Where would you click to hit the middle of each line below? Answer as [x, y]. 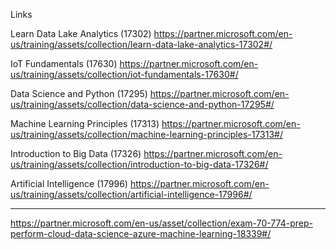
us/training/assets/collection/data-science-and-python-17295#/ [142, 104]
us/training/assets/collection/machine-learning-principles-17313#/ [147, 134]
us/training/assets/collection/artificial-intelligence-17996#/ [131, 194]
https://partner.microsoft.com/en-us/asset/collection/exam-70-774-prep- [161, 223]
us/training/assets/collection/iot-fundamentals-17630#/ [124, 74]
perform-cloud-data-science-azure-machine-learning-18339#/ [141, 233]
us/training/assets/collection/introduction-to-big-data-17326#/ [139, 164]
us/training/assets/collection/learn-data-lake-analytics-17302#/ [141, 44]
